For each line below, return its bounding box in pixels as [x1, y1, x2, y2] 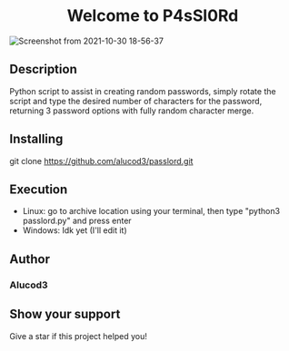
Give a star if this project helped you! [9, 330, 147, 341]
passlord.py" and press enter [22, 215, 132, 227]
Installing [9, 132, 64, 147]
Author [9, 251, 50, 267]
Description [9, 62, 77, 77]
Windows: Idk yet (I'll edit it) [22, 225, 127, 236]
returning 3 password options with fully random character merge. [9, 105, 254, 116]
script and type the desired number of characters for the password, [9, 95, 263, 106]
